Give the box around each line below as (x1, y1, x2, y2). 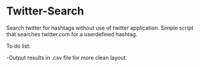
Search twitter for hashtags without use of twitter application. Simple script (6, 24, 194, 31)
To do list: (6, 42, 31, 49)
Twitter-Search (6, 4, 84, 18)
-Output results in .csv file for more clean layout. (6, 54, 127, 61)
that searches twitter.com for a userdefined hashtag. (6, 30, 138, 37)
